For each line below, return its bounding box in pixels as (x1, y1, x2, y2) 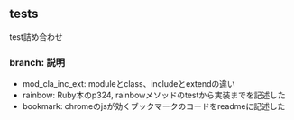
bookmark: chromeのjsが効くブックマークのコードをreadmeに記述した (22, 101, 286, 112)
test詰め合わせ (9, 31, 63, 42)
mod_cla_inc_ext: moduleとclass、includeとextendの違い (22, 78, 236, 89)
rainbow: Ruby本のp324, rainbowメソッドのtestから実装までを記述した (22, 89, 286, 101)
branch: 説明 (9, 56, 66, 69)
